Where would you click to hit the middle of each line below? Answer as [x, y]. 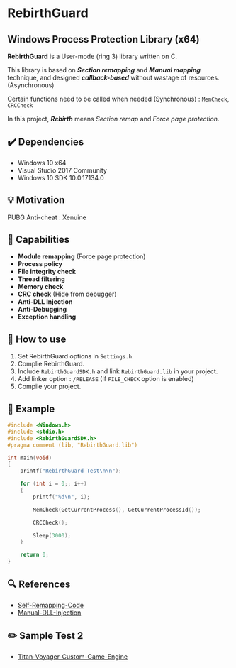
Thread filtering [41, 279]
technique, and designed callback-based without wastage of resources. [113, 77]
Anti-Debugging [42, 310]
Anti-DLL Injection [45, 302]
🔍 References [39, 585]
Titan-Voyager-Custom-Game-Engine [73, 656]
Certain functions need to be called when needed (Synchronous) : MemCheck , [118, 99]
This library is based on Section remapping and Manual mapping [104, 70]
